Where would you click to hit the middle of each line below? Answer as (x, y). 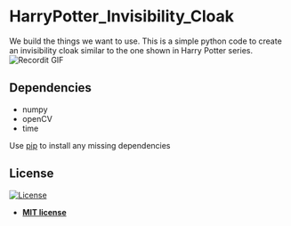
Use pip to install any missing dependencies (90, 145)
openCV (37, 118)
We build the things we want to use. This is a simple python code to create (145, 41)
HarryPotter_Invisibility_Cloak (121, 16)
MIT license (44, 212)
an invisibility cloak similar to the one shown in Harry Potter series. (131, 50)
